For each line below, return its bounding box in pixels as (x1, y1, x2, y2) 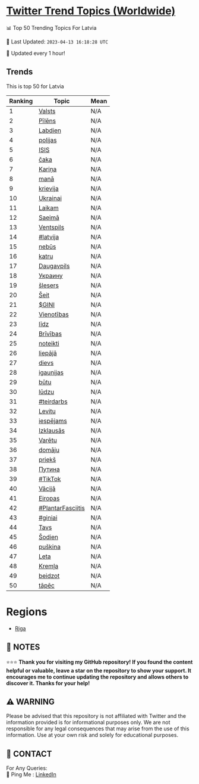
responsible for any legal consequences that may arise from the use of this (6, 725, 189, 732)
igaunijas (38, 368, 64, 377)
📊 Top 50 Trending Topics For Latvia (6, 24, 97, 31)
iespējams (38, 416, 67, 425)
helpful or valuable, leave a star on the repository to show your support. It (6, 667, 192, 674)
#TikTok (38, 475, 61, 483)
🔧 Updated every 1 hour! (6, 49, 65, 57)
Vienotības (38, 310, 70, 318)
